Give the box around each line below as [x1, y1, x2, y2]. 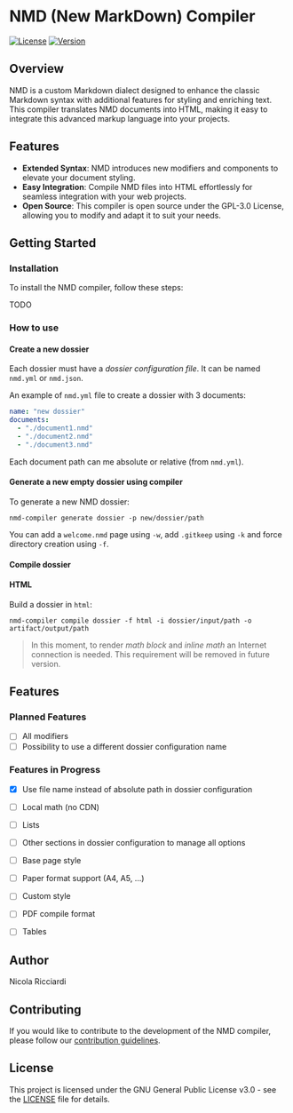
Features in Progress [9, 764, 100, 776]
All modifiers [21, 731, 69, 742]
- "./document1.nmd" [17, 424, 93, 433]
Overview [9, 61, 65, 76]
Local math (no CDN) [21, 801, 100, 812]
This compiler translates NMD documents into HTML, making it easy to [9, 104, 268, 115]
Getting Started [9, 235, 97, 250]
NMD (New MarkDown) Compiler [9, 6, 256, 27]
